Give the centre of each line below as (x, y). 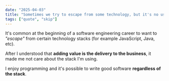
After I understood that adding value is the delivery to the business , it (78, 53)
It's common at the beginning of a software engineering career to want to (81, 33)
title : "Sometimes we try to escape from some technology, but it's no (82, 14)
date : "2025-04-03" (26, 10)
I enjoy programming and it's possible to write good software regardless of (83, 68)
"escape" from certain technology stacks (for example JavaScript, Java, (80, 38)
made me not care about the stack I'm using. (52, 59)
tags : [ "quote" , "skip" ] (31, 19)
